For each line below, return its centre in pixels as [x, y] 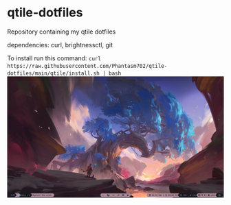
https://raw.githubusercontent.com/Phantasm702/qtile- [87, 66]
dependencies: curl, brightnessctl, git [60, 45]
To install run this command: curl [54, 58]
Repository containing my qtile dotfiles [62, 32]
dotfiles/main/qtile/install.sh [53, 73]
